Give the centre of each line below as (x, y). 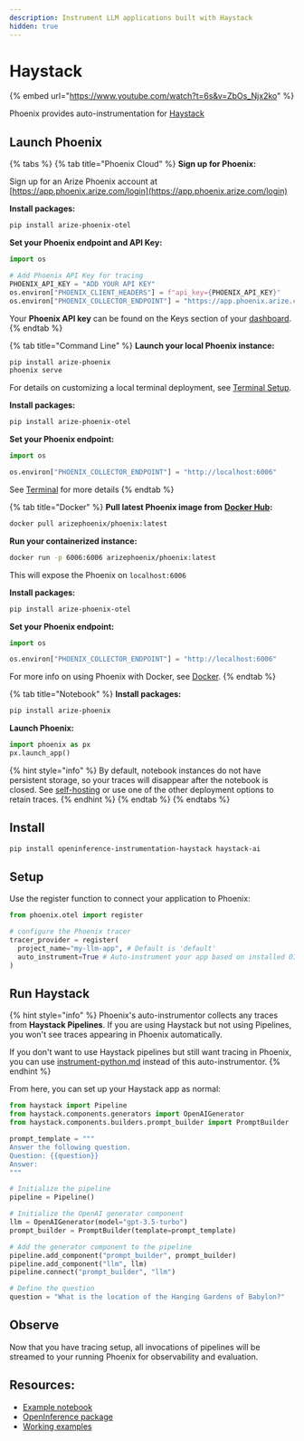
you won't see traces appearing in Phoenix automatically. (116, 1035)
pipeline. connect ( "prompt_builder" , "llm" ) (93, 1272)
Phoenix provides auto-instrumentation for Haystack (107, 113)
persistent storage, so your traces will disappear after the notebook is (139, 779)
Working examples (57, 1426)
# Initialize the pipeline (60, 1189)
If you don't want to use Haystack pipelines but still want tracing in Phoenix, (151, 1052)
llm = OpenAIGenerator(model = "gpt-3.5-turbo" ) (99, 1223)
